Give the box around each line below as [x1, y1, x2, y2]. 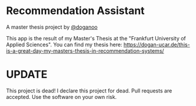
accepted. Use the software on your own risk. [6, 93, 117, 100]
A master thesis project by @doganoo [6, 23, 98, 30]
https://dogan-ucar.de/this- [123, 41, 190, 48]
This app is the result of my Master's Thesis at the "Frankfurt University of [6, 35, 187, 42]
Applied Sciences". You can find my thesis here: [6, 41, 122, 48]
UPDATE [6, 68, 48, 81]
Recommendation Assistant [6, 4, 145, 18]
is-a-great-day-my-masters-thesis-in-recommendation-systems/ [6, 47, 164, 54]
